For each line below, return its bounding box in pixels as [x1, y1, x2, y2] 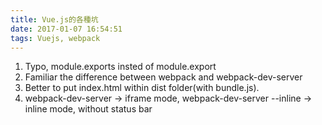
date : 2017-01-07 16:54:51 [10, 24, 123, 34]
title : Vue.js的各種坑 [10, 14, 99, 25]
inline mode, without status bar [24, 103, 153, 115]
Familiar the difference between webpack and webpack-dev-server [24, 71, 303, 83]
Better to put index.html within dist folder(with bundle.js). [24, 82, 260, 94]
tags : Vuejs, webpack [10, 33, 101, 43]
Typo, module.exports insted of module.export [24, 61, 217, 73]
